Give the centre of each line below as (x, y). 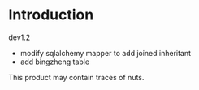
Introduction (51, 15)
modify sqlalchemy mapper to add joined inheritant (106, 53)
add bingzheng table (55, 62)
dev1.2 (19, 37)
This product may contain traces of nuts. (76, 77)
